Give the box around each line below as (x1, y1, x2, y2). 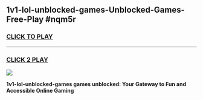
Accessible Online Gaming (6, 87, 74, 94)
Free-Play (6, 15, 44, 25)
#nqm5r (45, 15, 77, 25)
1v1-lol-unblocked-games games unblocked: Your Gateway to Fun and (6, 80, 186, 87)
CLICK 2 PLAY (6, 55, 48, 64)
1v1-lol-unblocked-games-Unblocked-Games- (6, 5, 185, 15)
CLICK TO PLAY (6, 33, 53, 41)
